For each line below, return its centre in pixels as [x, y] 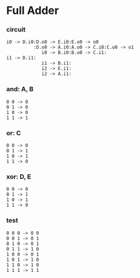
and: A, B [20, 89]
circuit [16, 30]
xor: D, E [19, 177]
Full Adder [33, 11]
